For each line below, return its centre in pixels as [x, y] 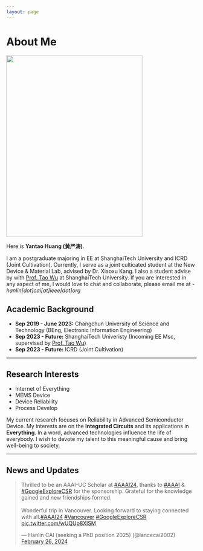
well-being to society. [33, 446]
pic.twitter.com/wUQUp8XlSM [59, 523]
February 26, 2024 [44, 541]
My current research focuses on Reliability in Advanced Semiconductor [95, 420]
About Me [31, 41]
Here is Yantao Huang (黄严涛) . [45, 246]
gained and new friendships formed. [66, 497]
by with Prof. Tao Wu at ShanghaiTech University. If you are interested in [96, 277]
